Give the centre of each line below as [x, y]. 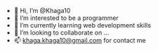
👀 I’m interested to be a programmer [66, 18]
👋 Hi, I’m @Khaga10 [42, 11]
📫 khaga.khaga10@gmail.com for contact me [80, 40]
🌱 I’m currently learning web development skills [83, 25]
